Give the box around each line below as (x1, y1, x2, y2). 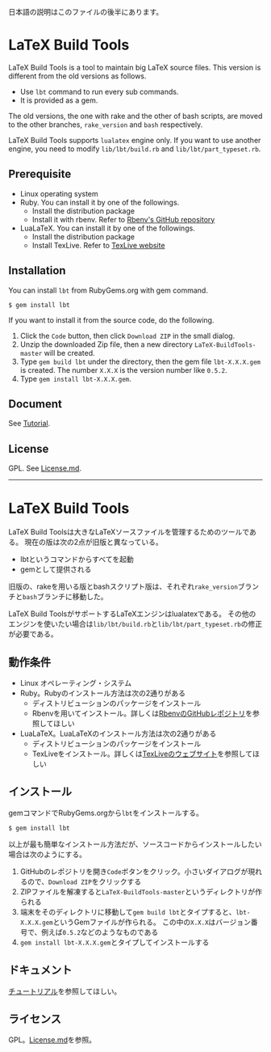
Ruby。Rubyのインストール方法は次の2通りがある (19, 688, 186, 698)
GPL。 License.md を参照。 (8, 1035, 97, 1045)
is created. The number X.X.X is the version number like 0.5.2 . (19, 365, 227, 374)
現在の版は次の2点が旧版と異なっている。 (23, 537, 163, 547)
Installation (8, 264, 66, 277)
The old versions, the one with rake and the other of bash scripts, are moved (8, 111, 263, 120)
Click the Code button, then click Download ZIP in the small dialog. (19, 331, 236, 340)
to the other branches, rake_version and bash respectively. (8, 120, 203, 129)
